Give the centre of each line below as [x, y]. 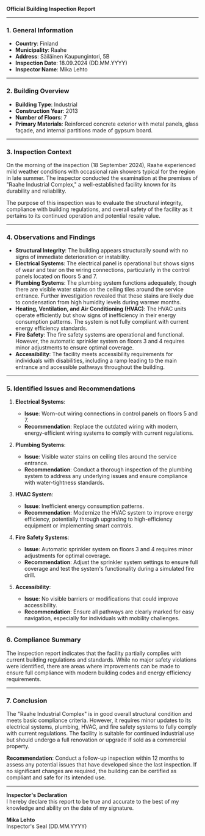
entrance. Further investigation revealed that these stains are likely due [104, 296]
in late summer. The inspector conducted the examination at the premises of [102, 178]
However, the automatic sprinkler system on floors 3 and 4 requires [100, 341]
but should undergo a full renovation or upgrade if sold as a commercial [96, 740]
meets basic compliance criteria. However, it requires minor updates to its [99, 720]
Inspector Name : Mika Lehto [51, 70]
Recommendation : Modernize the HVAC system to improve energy [109, 513]
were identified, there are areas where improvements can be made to [93, 666]
